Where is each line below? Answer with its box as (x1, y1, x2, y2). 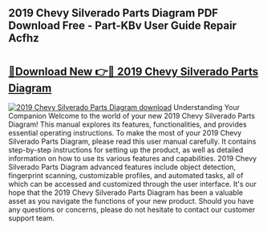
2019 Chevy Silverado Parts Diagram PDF (8, 6, 219, 20)
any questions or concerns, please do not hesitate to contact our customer (8, 205, 256, 214)
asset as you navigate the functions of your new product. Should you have (8, 197, 254, 205)
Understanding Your (173, 103, 241, 111)
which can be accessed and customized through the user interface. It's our (8, 180, 257, 188)
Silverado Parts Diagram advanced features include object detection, (8, 162, 237, 172)
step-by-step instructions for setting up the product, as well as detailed (8, 145, 244, 155)
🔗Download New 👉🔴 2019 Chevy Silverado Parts (8, 64, 259, 79)
